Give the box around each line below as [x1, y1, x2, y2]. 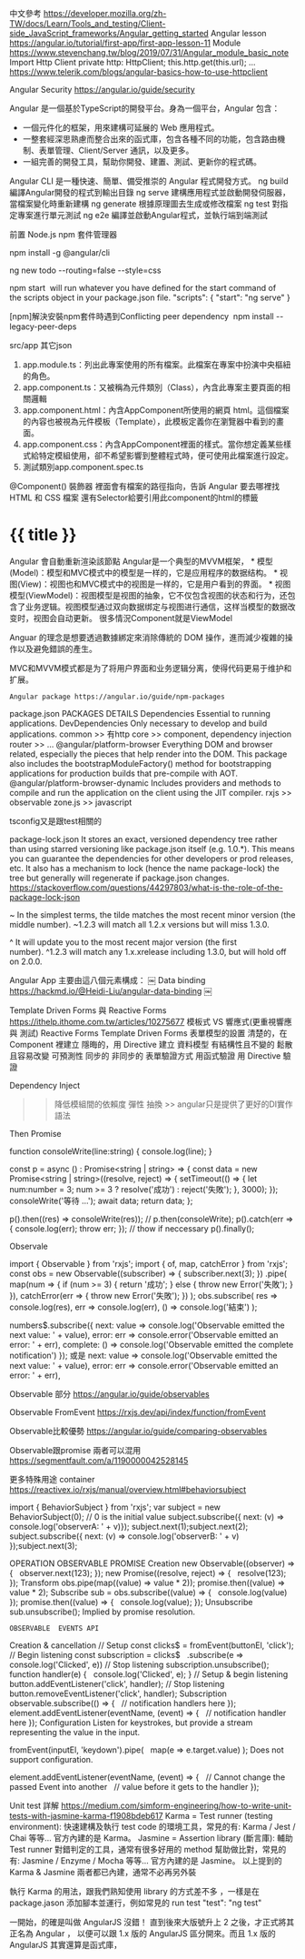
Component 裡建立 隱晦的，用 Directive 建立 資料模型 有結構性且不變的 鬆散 [9, 1039, 293, 1050]
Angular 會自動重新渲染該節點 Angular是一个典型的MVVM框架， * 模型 [9, 556, 274, 567]
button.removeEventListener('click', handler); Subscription [9, 1688, 227, 1699]
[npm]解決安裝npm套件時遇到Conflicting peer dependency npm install [9, 311, 274, 321]
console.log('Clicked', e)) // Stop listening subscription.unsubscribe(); [9, 1659, 270, 1670]
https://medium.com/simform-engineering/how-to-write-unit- [61, 1800, 292, 1811]
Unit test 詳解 [9, 1800, 60, 1811]
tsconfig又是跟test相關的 [9, 815, 103, 826]
